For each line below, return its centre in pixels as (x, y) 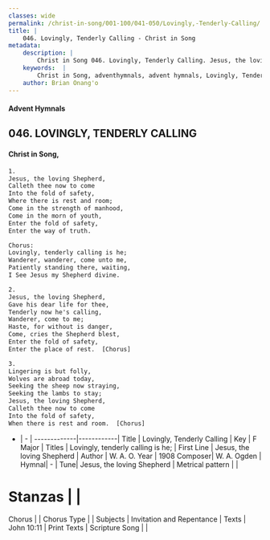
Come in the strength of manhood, (66, 209)
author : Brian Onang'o (61, 83)
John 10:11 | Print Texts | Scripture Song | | (78, 527)
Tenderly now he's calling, (55, 312)
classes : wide (32, 16)
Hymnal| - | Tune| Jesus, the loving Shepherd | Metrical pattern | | (129, 464)
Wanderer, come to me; (46, 319)
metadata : (25, 46)
